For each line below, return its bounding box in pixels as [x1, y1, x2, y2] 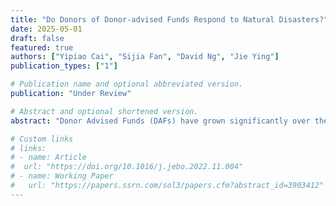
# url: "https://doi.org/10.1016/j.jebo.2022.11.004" [10, 162, 244, 172]
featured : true [10, 42, 74, 53]
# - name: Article [10, 152, 87, 163]
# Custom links [10, 134, 74, 144]
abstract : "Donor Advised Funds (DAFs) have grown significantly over [10, 116, 311, 126]
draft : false [10, 33, 65, 43]
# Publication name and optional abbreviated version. [10, 79, 244, 90]
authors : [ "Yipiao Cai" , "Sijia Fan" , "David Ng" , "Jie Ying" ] [10, 52, 280, 62]
